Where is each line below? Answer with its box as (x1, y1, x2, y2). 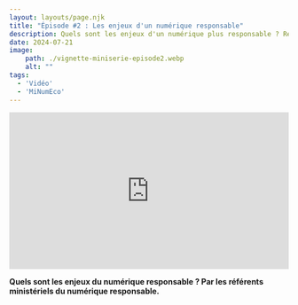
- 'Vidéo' (17, 79, 53, 88)
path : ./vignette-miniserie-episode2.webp (25, 54, 184, 63)
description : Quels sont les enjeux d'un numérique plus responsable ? (9, 29, 279, 38)
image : (9, 46, 34, 55)
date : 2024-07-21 (9, 37, 74, 47)
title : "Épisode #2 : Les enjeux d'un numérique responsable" (9, 21, 244, 30)
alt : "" (25, 63, 53, 72)
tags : (9, 71, 29, 80)
